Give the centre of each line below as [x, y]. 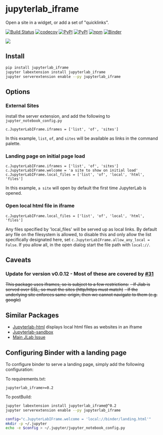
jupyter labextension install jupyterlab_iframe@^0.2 [61, 406]
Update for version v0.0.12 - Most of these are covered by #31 [80, 273]
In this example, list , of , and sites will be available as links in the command [82, 138]
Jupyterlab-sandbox [33, 332]
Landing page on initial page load [45, 156]
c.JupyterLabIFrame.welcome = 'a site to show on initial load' [72, 171]
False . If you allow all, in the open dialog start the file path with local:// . [78, 245]
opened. [14, 193]
